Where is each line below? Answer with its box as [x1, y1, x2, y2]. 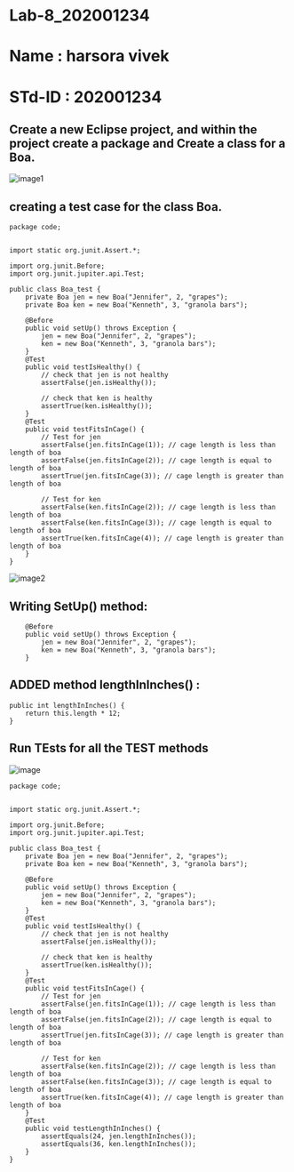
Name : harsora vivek [9, 46, 170, 67]
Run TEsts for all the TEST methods [9, 741, 209, 756]
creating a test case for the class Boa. [9, 199, 223, 214]
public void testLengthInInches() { [25, 1124, 162, 1133]
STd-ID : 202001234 [9, 86, 163, 107]
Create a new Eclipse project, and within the [9, 122, 258, 137]
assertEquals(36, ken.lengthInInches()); [41, 1139, 197, 1148]
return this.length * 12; [25, 709, 122, 718]
